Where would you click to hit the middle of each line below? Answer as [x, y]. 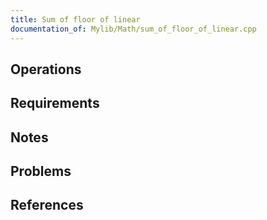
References [47, 205]
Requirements [55, 103]
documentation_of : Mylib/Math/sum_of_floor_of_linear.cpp [133, 29]
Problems [41, 171]
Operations [46, 69]
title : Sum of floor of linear [75, 19]
